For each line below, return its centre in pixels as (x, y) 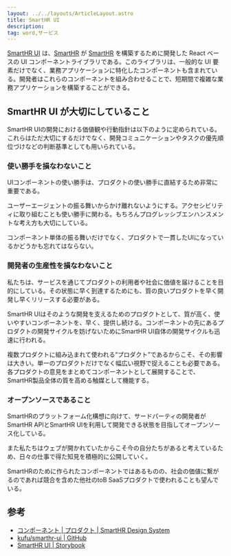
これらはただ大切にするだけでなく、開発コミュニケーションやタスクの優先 (112, 138)
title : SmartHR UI (33, 20)
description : (26, 26)
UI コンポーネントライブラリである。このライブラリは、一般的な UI (116, 62)
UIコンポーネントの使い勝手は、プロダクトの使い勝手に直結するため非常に (113, 183)
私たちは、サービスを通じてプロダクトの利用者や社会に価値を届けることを (112, 282)
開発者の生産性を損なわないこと (60, 266)
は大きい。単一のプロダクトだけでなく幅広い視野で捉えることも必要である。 (115, 363)
